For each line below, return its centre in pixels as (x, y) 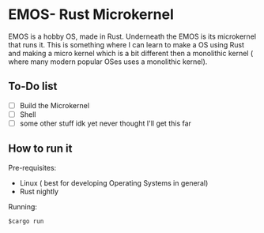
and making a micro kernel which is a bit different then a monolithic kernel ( (131, 53)
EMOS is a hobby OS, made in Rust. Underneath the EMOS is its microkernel (132, 36)
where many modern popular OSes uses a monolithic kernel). (108, 62)
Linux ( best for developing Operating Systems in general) (114, 182)
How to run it (40, 149)
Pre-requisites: (32, 167)
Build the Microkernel (54, 105)
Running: (23, 206)
